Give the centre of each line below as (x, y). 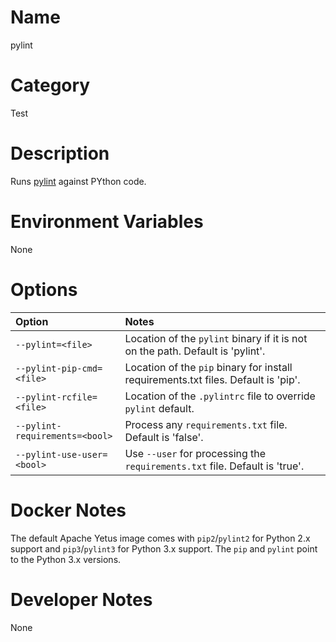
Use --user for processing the (195, 453)
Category (50, 85)
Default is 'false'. (164, 437)
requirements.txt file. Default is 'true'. (214, 466)
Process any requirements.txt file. (206, 424)
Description (60, 153)
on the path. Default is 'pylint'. (195, 351)
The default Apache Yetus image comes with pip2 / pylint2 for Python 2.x (160, 538)
